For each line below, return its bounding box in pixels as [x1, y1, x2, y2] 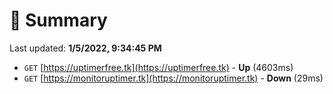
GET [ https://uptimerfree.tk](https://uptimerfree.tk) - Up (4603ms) [23, 61, 294, 73]
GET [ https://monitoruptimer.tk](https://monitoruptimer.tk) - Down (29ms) [23, 72, 324, 84]
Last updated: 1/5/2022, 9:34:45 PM [9, 42, 162, 54]
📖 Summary [9, 9, 108, 32]
